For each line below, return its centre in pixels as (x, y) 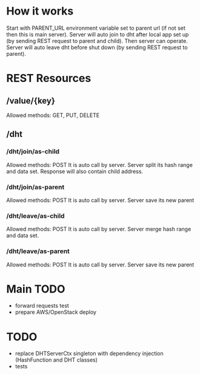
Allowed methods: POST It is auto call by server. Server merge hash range (99, 229)
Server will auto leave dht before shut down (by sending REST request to (97, 47)
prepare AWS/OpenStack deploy (56, 312)
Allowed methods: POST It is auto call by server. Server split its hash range (99, 164)
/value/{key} (31, 100)
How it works (40, 11)
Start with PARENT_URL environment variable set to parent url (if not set (96, 28)
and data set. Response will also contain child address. (75, 171)
